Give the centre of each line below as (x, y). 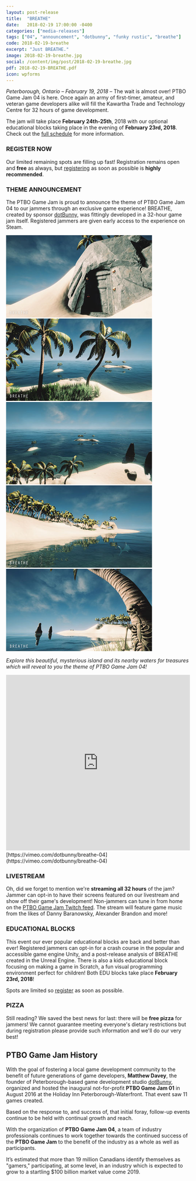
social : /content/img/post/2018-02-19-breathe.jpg (69, 61)
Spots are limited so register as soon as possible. (65, 990)
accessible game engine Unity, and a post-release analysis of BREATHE (92, 954)
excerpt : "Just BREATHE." (37, 50)
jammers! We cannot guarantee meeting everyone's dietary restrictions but (96, 1024)
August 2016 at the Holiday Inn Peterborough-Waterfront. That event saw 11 (97, 1094)
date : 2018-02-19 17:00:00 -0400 (49, 25)
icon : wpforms (23, 74)
